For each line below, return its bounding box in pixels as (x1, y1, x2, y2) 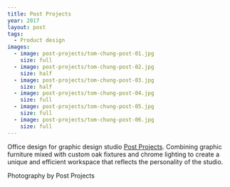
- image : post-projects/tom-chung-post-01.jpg (14, 50, 155, 58)
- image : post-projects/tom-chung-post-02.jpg (14, 63, 155, 70)
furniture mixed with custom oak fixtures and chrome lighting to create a (7, 150, 219, 159)
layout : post (7, 23, 46, 31)
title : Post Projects (7, 10, 72, 18)
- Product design (14, 37, 66, 44)
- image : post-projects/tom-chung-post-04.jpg (14, 90, 155, 97)
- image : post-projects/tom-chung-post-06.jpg (14, 116, 155, 123)
